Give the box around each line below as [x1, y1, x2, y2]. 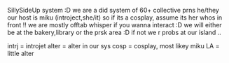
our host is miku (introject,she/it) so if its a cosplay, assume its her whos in [7, 13, 223, 22]
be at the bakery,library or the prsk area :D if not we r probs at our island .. [7, 28, 222, 36]
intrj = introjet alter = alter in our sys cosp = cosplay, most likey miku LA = [7, 42, 220, 50]
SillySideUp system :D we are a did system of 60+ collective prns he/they [7, 6, 219, 14]
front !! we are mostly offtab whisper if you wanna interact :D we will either [7, 21, 222, 29]
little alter [7, 49, 34, 57]
